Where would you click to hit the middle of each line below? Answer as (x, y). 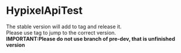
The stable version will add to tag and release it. (64, 26)
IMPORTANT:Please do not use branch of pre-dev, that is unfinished (91, 39)
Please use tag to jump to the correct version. (61, 32)
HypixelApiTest (45, 11)
